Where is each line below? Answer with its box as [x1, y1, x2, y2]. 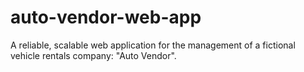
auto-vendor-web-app [10, 6, 202, 29]
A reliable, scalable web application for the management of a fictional [10, 39, 296, 51]
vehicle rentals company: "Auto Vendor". [10, 49, 177, 61]
